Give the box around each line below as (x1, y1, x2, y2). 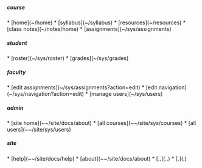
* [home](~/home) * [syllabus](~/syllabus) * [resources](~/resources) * (7, 19, 186, 26)
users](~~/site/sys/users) (7, 126, 71, 133)
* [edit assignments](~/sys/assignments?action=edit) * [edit (7, 84, 158, 91)
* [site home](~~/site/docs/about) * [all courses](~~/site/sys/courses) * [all (7, 119, 197, 126)
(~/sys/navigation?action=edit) (7, 90, 85, 97)
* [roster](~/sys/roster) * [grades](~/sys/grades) (7, 54, 129, 62)
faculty (7, 69, 26, 76)
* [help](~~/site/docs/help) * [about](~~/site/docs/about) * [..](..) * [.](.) (7, 155, 187, 162)
